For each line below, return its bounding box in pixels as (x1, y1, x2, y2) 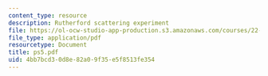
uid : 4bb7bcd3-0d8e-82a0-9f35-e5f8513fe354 (8, 56, 156, 64)
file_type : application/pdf (8, 33, 102, 42)
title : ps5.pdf (8, 48, 59, 56)
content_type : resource (8, 11, 88, 20)
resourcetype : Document (8, 41, 88, 49)
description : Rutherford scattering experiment (8, 19, 170, 27)
